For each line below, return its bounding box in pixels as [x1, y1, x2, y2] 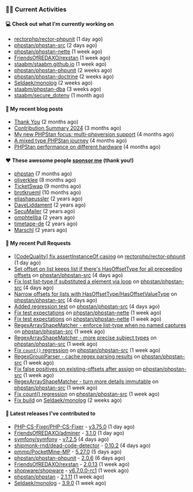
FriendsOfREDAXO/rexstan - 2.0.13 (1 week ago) [13, 460, 130, 467]
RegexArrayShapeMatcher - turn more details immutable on [13, 378, 159, 385]
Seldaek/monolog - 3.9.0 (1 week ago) [13, 479, 107, 486]
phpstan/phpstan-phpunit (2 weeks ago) [13, 67, 113, 74]
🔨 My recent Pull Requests [5, 240, 71, 247]
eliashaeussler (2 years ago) [13, 195, 83, 202]
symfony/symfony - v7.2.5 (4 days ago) [13, 436, 109, 443]
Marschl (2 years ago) [13, 226, 68, 233]
